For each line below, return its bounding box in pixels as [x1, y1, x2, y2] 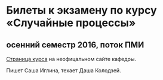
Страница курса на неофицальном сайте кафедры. [6, 56, 136, 62]
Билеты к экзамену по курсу [6, 4, 157, 17]
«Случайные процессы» [6, 16, 136, 30]
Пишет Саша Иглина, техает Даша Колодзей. [6, 67, 121, 74]
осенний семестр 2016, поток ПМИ [6, 40, 144, 50]
